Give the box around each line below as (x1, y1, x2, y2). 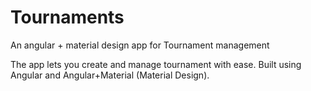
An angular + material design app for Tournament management (10, 39, 270, 51)
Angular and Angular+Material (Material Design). (10, 69, 210, 81)
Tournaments (10, 6, 125, 29)
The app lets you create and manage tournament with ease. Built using (10, 58, 302, 70)
